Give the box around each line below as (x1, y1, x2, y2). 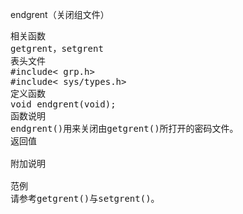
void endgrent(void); (10, 99, 117, 110)
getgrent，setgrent (10, 43, 104, 54)
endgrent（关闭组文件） (10, 9, 110, 20)
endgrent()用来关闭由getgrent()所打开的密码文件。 (10, 123, 239, 134)
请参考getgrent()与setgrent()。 (10, 193, 160, 204)
